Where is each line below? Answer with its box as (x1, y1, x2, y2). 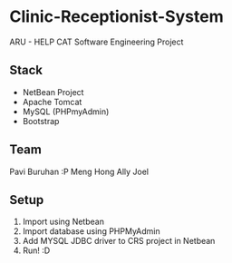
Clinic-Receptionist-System (9, 6, 224, 27)
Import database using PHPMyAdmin (22, 226, 160, 237)
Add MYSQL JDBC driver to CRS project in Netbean (22, 236, 216, 247)
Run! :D (22, 245, 51, 256)
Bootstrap (22, 115, 60, 126)
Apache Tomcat (22, 96, 82, 107)
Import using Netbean (22, 216, 104, 228)
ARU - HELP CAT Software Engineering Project (9, 36, 184, 47)
